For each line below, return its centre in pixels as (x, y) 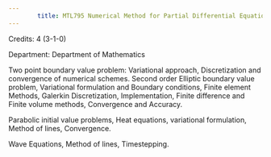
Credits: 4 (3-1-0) (38, 39)
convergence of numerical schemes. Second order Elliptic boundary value (132, 78)
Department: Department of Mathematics (77, 54)
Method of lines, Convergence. (60, 128)
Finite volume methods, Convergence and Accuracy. (96, 104)
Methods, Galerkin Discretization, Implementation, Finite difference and (127, 95)
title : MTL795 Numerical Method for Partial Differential (137, 16)
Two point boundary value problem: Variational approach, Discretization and (135, 70)
